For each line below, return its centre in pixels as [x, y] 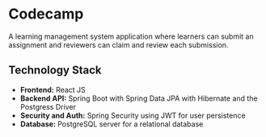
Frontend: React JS [53, 89]
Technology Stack [55, 71]
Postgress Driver [48, 106]
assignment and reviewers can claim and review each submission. [118, 44]
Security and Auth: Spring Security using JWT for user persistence [133, 115]
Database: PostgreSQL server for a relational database [112, 124]
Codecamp [46, 14]
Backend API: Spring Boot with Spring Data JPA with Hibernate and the [139, 98]
